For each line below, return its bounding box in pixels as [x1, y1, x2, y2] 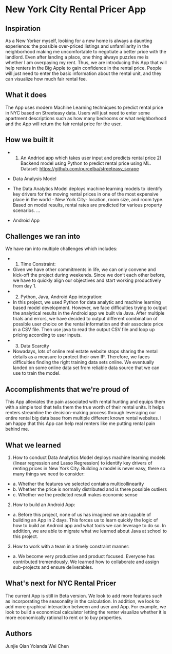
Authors [5, 629, 32, 638]
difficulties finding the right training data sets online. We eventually [12, 359, 155, 366]
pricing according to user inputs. [12, 332, 82, 338]
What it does [5, 91, 47, 100]
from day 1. [12, 283, 37, 289]
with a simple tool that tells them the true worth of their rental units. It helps [5, 404, 164, 410]
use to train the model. [12, 370, 61, 376]
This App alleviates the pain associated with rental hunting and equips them [5, 399, 165, 405]
